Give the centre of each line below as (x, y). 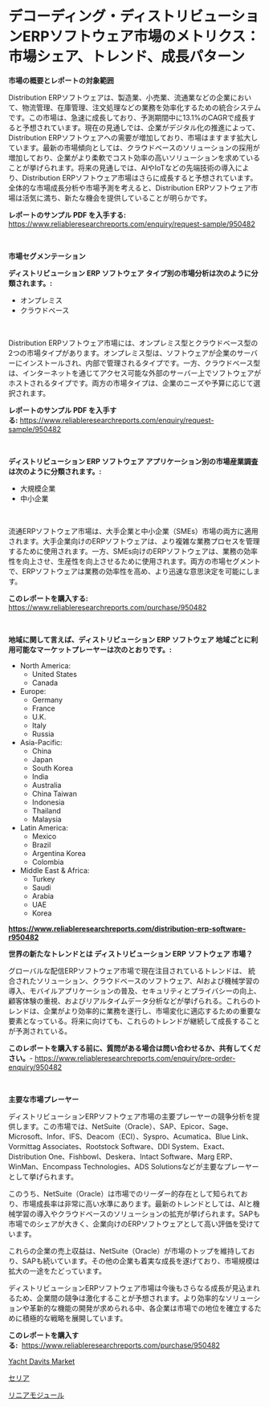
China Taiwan (55, 793)
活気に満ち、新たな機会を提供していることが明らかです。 (117, 198)
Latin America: (44, 827)
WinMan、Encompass (45, 1166)
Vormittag (25, 1146)
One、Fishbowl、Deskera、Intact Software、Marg (131, 1156)
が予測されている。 (40, 1031)
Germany (47, 699)
